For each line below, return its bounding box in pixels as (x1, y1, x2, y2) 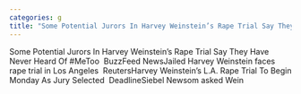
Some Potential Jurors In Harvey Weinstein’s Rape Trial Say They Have (9, 46, 270, 56)
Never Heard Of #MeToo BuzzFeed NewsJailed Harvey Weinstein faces (9, 56, 276, 66)
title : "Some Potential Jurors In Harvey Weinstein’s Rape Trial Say (9, 21, 275, 30)
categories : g (9, 13, 63, 22)
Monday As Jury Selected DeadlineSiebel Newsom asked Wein (9, 74, 245, 85)
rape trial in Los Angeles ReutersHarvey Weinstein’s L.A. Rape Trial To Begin (9, 64, 292, 76)
